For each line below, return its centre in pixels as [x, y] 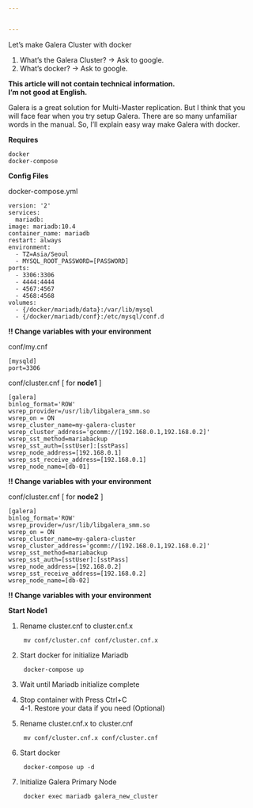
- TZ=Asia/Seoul [42, 254]
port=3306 [25, 368]
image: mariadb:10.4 [42, 227]
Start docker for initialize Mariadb [74, 655]
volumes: [23, 303]
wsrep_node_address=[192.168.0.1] [65, 452]
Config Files [28, 176]
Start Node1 [28, 610]
